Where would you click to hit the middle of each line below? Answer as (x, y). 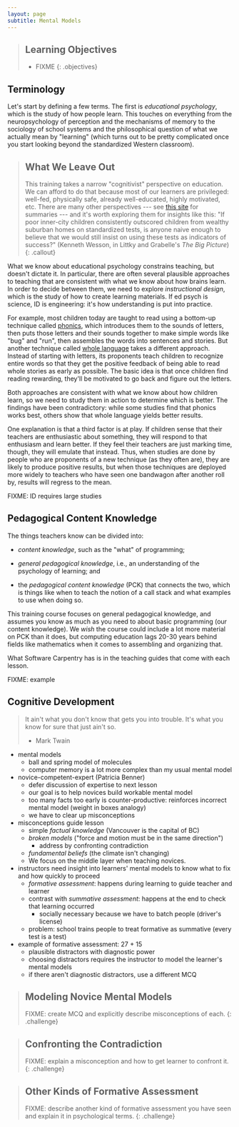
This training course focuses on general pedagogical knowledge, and (110, 613)
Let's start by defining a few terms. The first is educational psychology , (112, 106)
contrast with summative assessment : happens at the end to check (127, 898)
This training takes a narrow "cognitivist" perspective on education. (124, 184)
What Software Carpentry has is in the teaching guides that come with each (119, 658)
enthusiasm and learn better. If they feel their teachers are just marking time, (120, 444)
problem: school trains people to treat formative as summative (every (130, 928)
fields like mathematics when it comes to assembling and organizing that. (115, 644)
